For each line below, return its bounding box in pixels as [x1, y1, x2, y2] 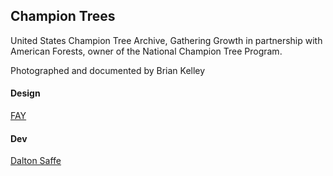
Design [10, 87, 41, 99]
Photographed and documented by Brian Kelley [10, 64, 206, 76]
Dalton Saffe [10, 155, 62, 167]
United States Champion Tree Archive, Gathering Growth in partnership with [10, 34, 323, 46]
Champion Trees [10, 8, 116, 25]
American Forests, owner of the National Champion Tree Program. [10, 45, 283, 57]
